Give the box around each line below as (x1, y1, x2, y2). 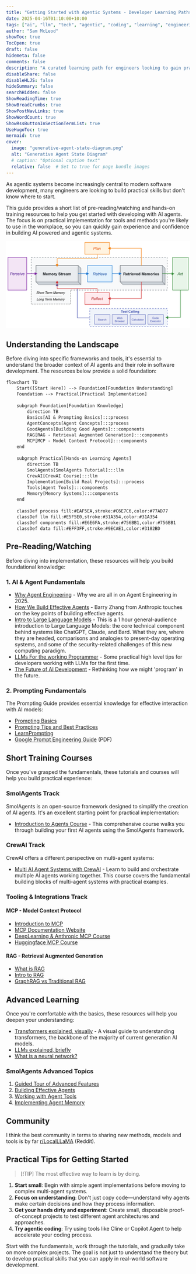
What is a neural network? (14, 1052, 78, 1059)
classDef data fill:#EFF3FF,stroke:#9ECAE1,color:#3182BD (16, 526, 160, 532)
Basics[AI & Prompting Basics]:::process (27, 415, 129, 421)
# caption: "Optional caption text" (11, 157, 100, 163)
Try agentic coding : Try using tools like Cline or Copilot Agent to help (14, 1225, 182, 1232)
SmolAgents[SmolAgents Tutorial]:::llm (27, 467, 124, 473)
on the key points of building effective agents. (14, 610, 125, 617)
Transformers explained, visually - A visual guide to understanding (14, 1027, 174, 1035)
